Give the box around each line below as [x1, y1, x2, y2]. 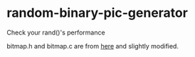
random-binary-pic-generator [6, 5, 188, 21]
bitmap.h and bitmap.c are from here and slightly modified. [6, 42, 179, 50]
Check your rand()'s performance [6, 28, 105, 37]
